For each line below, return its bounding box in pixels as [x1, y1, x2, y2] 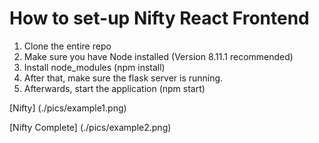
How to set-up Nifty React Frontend [9, 7, 310, 30]
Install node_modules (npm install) [23, 61, 166, 73]
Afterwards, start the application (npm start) [23, 82, 206, 94]
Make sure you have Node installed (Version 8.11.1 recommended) [23, 50, 294, 62]
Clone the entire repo [23, 40, 112, 52]
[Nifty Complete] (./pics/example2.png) [9, 121, 172, 133]
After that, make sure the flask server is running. [23, 72, 224, 84]
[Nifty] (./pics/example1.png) [9, 102, 127, 114]
